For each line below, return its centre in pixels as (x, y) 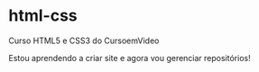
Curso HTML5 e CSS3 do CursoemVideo (84, 40)
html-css (43, 16)
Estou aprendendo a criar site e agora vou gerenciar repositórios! (129, 58)
